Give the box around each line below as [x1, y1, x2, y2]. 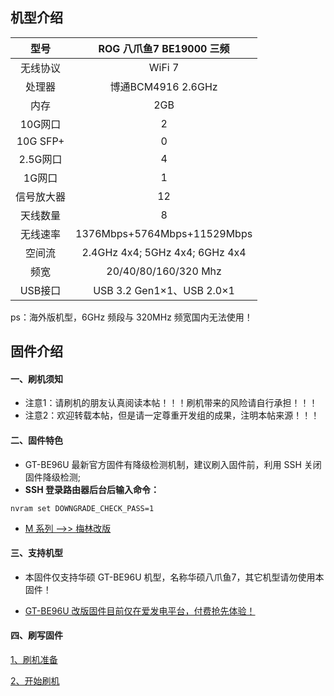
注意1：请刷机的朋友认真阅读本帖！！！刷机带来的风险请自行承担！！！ [24, 397, 318, 409]
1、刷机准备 [10, 654, 58, 666]
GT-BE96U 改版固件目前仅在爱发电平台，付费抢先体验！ [24, 604, 256, 617]
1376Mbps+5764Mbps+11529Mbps [75, 226, 253, 240]
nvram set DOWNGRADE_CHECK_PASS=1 [10, 503, 155, 513]
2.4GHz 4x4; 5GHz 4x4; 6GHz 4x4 [81, 245, 247, 259]
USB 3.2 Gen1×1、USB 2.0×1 [93, 283, 235, 297]
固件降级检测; [24, 471, 82, 483]
